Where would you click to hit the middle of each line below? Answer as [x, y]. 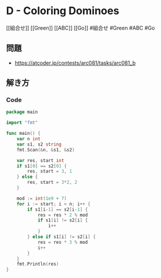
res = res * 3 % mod [63, 242]
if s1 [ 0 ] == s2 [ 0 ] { [42, 166]
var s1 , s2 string [39, 144]
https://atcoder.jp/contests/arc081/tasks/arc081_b [75, 62]
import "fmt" [22, 123]
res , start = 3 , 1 [50, 171]
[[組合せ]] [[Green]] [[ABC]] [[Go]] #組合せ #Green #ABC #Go [80, 28]
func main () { [24, 134]
